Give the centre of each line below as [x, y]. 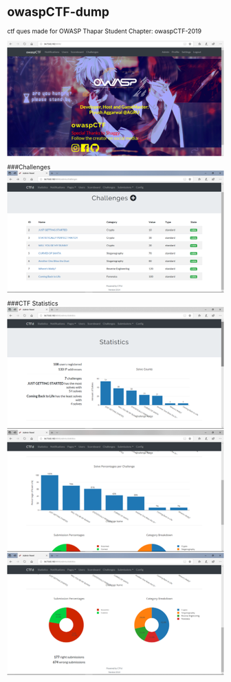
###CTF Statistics [33, 303]
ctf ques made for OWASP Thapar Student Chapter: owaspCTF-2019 [104, 31]
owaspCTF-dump [58, 12]
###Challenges [29, 167]
